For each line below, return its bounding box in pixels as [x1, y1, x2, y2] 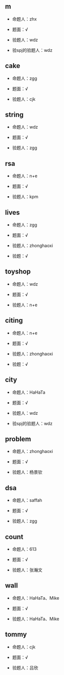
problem [5, 435, 31, 443]
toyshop [5, 268, 31, 276]
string [5, 111, 24, 119]
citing [5, 316, 23, 325]
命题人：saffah [12, 497, 43, 503]
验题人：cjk [12, 96, 36, 102]
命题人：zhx [12, 16, 37, 22]
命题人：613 [12, 546, 37, 552]
